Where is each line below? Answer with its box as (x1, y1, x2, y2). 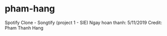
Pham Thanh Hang (5, 24, 44, 30)
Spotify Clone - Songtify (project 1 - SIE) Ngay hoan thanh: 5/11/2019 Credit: (5, 19, 162, 25)
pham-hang (5, 3, 55, 14)
